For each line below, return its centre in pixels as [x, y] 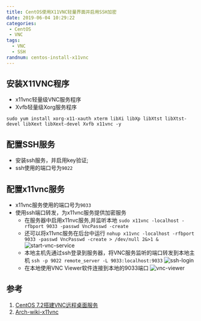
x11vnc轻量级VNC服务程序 [48, 100]
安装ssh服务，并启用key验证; [52, 160]
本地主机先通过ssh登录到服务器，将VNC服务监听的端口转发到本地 [107, 253]
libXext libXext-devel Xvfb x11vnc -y [72, 124]
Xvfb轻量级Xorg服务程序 [46, 107]
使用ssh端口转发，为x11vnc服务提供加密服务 [71, 213]
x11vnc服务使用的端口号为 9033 [53, 205]
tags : [13, 40]
